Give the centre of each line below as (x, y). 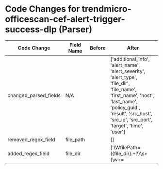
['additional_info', (130, 59)
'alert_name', (125, 65)
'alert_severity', (128, 71)
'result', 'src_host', (131, 113)
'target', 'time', (127, 125)
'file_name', (123, 89)
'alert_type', (124, 77)
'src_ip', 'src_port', (131, 120)
